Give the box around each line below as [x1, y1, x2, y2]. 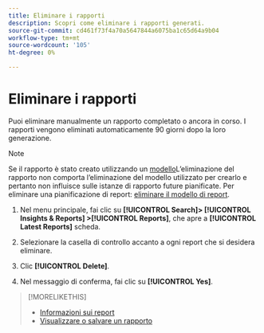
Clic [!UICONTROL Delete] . [19, 261, 110, 271]
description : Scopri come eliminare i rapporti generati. [8, 19, 205, 27]
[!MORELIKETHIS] [27, 292, 87, 301]
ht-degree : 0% [8, 49, 56, 57]
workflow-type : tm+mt [8, 33, 81, 42]
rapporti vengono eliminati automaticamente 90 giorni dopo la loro [8, 124, 226, 134]
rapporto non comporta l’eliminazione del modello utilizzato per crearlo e [8, 172, 247, 182]
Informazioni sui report [39, 308, 115, 317]
